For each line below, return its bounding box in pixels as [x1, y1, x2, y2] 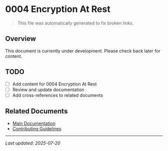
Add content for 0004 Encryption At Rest [12, 81, 97, 87]
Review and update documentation [12, 86, 84, 92]
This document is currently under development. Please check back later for [5, 47, 161, 53]
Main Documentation [12, 120, 56, 126]
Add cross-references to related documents [12, 92, 103, 98]
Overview [5, 34, 36, 43]
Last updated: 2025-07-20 [5, 140, 61, 146]
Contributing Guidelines [12, 125, 61, 131]
